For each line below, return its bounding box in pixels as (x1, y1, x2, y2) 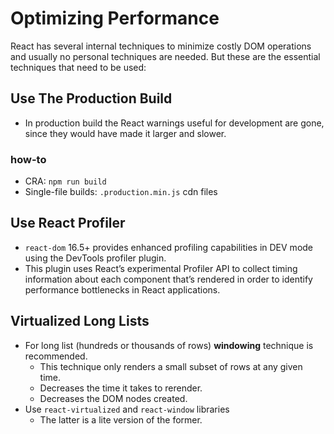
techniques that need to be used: (10, 61, 147, 73)
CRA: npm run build (24, 175, 107, 187)
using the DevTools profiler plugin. (24, 252, 167, 264)
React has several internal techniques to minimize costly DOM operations (10, 40, 312, 52)
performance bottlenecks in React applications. (24, 283, 221, 296)
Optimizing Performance (10, 7, 220, 30)
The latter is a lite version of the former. (39, 413, 203, 426)
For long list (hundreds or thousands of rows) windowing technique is (24, 339, 314, 351)
